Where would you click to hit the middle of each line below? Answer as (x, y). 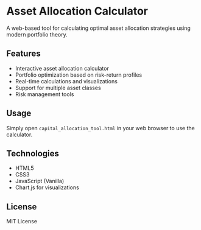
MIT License (22, 221)
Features (23, 54)
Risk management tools (44, 94)
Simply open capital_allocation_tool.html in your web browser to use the (100, 128)
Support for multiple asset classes (58, 88)
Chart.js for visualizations (47, 187)
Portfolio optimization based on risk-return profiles (79, 75)
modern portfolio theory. (37, 34)
